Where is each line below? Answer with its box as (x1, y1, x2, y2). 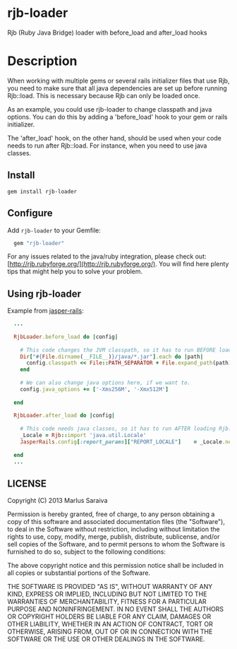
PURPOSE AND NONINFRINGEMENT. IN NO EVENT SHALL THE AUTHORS (7, 605, 224, 614)
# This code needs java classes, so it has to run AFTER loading (20, 425, 217, 432)
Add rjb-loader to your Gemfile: (7, 226, 101, 234)
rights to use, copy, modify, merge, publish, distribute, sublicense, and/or (7, 532, 220, 541)
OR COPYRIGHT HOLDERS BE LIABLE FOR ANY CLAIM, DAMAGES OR (7, 612, 212, 621)
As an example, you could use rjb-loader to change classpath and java (7, 105, 212, 114)
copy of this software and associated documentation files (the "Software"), (7, 518, 226, 526)
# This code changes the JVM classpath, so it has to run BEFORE (20, 346, 217, 354)
